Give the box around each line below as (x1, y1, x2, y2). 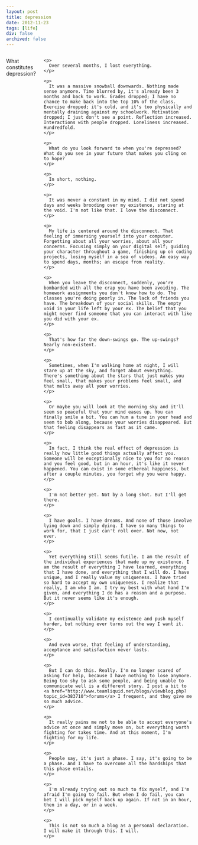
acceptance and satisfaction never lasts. (43, 647, 150, 653)
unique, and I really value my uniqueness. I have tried (43, 574, 187, 580)
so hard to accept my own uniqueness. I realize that (43, 580, 179, 586)
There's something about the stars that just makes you (43, 373, 184, 379)
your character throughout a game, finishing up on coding (43, 249, 192, 255)
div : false (6, 31, 33, 37)
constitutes (6, 64, 34, 71)
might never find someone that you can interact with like (43, 311, 192, 317)
